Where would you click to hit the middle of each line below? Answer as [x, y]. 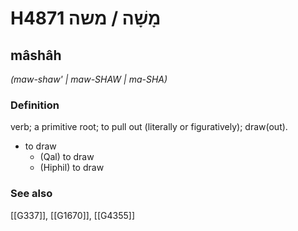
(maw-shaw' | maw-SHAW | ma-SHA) [89, 79]
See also [31, 194]
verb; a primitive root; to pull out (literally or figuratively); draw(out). [149, 127]
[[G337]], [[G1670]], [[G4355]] [72, 215]
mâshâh [36, 55]
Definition [35, 105]
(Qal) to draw [67, 157]
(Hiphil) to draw [72, 168]
